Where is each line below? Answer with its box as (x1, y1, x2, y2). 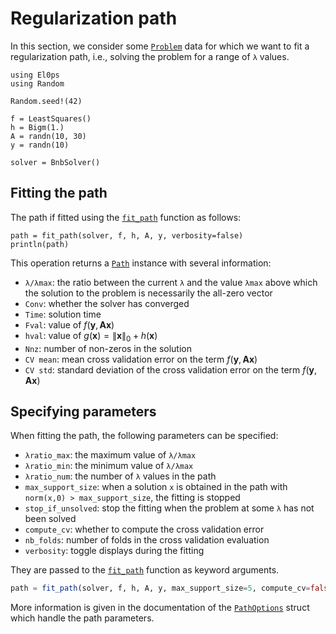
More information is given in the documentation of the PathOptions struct (10, 602, 310, 614)
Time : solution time (24, 308, 102, 320)
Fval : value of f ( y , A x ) (24, 318, 115, 331)
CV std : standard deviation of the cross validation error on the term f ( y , (24, 363, 318, 376)
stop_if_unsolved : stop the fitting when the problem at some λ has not (24, 502, 315, 514)
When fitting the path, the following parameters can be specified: (10, 430, 279, 442)
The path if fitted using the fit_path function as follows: (10, 211, 242, 223)
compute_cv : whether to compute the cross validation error (24, 523, 265, 536)
